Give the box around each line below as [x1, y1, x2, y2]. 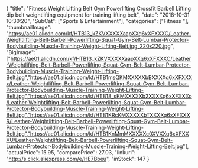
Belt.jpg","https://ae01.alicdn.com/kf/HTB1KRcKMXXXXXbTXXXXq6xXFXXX [6, 111, 190, 118]
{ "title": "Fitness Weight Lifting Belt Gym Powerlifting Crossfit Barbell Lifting [6, 5, 191, 12]
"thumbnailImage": [6, 24, 52, 31]
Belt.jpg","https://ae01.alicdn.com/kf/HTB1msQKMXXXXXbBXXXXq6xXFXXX [6, 74, 193, 81]
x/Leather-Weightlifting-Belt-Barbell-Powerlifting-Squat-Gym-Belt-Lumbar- [6, 80, 190, 87]
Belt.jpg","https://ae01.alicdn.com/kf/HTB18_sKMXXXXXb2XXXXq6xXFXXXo [6, 93, 192, 100]
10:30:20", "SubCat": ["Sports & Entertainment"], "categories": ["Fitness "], [6, 18, 189, 24]
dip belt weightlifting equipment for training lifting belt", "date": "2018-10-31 [6, 11, 190, 18]
